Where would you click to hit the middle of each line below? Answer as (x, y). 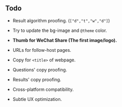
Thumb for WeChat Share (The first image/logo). (65, 40)
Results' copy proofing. (37, 79)
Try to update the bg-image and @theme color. (60, 30)
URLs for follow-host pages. (42, 50)
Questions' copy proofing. (40, 69)
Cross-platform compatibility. (43, 89)
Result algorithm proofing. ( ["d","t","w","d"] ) (61, 20)
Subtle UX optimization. (37, 99)
